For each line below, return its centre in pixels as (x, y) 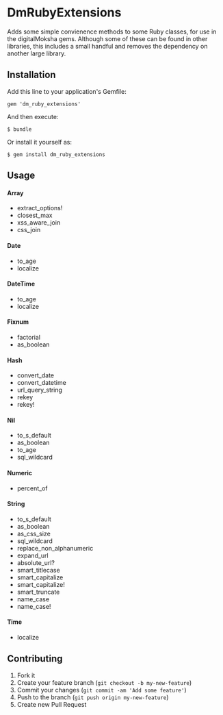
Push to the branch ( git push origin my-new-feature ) (93, 697)
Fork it (26, 675)
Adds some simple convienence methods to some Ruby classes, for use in (112, 32)
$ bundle (19, 129)
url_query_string (40, 390)
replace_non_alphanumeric (55, 548)
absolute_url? (36, 562)
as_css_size (34, 534)
